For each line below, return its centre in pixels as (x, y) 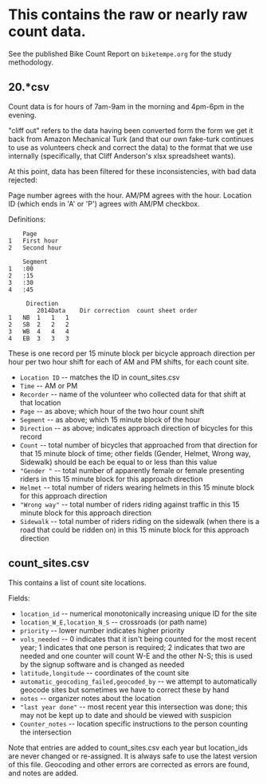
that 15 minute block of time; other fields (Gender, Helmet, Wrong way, (135, 453)
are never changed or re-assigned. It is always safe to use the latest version (133, 756)
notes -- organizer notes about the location (90, 698)
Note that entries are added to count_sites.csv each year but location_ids (128, 747)
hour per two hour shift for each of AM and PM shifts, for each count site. (129, 361)
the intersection (45, 732)
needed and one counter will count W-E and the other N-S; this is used (136, 656)
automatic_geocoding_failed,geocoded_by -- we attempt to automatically (138, 681)
